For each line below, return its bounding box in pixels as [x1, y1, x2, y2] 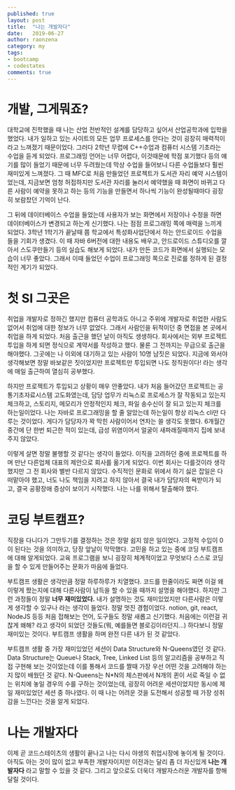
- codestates [7, 62, 45, 69]
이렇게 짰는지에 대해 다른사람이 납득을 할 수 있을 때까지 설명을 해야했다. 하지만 [7, 586, 220, 595]
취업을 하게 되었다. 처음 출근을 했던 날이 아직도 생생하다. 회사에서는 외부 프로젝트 [7, 332, 227, 340]
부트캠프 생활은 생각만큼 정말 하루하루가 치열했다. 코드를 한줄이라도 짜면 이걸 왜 [7, 577, 224, 585]
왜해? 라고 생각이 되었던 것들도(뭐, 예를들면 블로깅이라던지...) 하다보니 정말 [20, 621, 224, 630]
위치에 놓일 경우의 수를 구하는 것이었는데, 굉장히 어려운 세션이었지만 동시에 [14, 680, 218, 688]
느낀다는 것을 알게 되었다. [20, 698, 90, 706]
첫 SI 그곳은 [7, 290, 70, 306]
